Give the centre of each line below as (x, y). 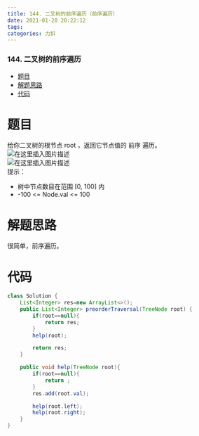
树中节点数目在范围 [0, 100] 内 (61, 186)
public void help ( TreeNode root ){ (70, 367)
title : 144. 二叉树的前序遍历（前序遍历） (63, 14)
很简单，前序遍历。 (35, 246)
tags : (15, 27)
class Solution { (33, 296)
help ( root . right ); (59, 413)
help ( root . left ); (57, 406)
